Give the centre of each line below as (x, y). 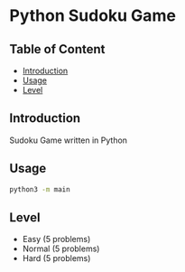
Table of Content (57, 49)
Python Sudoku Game (92, 16)
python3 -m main (40, 189)
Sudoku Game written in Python (69, 140)
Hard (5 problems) (56, 258)
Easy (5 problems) (56, 239)
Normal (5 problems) (61, 249)
